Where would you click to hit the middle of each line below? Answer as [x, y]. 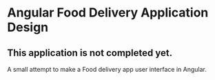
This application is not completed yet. [90, 53]
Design [28, 27]
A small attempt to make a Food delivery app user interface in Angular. [107, 69]
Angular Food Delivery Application [108, 13]
